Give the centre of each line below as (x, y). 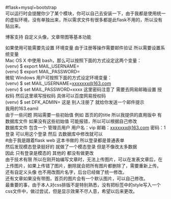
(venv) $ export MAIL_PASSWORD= (43, 72)
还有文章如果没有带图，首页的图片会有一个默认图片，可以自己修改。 (77, 178)
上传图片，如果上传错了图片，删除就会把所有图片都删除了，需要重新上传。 (83, 166)
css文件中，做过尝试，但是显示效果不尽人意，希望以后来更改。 (71, 191)
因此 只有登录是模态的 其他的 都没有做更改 (50, 153)
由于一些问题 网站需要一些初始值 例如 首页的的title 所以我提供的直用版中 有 (83, 115)
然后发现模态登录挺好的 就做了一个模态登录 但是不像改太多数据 (71, 147)
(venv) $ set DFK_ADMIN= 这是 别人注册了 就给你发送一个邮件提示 (75, 102)
